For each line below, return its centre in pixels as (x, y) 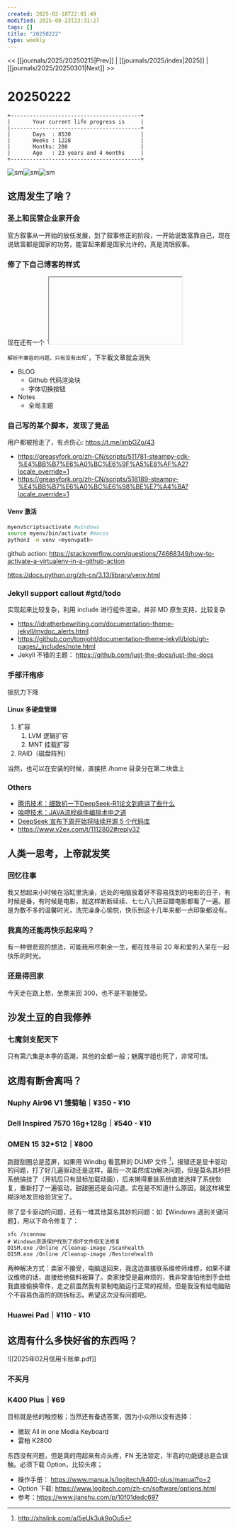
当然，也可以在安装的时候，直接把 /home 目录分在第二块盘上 (96, 768)
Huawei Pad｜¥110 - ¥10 (49, 1315)
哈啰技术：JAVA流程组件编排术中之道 (72, 812)
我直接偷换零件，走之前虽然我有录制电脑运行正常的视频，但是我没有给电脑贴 (119, 1286)
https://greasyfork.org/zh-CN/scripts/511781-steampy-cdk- (104, 457)
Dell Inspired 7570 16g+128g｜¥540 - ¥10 (80, 1123)
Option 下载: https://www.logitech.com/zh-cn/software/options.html (117, 1489)
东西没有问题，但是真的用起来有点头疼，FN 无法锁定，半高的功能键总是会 (115, 1456)
